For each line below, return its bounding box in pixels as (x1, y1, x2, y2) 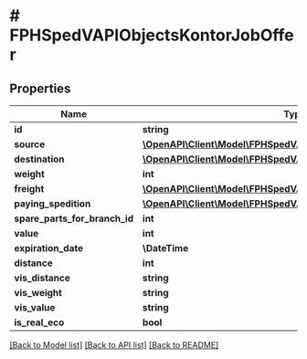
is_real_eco (14, 316, 65, 329)
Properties (9, 80, 71, 96)
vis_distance (14, 271, 71, 284)
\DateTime (142, 242, 189, 254)
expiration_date (14, 242, 84, 254)
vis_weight (14, 287, 62, 299)
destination (14, 153, 65, 165)
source (14, 138, 46, 151)
